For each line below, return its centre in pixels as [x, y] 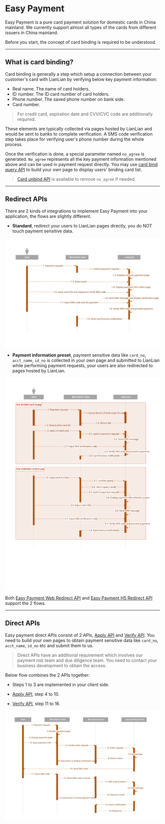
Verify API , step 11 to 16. [36, 704]
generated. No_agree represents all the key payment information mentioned [81, 159]
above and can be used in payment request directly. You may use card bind [82, 164]
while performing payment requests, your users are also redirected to [82, 365]
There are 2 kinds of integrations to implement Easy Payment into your [76, 211]
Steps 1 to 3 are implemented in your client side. [61, 684]
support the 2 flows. [26, 603]
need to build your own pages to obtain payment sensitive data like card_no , [82, 640]
